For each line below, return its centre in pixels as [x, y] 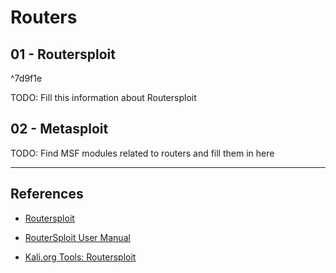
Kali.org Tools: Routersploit [80, 257]
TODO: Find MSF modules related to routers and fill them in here [142, 153]
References [47, 194]
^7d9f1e [26, 78]
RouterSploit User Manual [77, 237]
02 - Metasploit [59, 129]
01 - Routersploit [63, 54]
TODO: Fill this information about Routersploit [103, 97]
